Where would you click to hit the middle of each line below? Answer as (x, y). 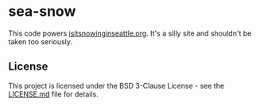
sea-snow (42, 11)
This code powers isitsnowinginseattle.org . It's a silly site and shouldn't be (130, 33)
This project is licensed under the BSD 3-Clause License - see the (116, 85)
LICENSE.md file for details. (53, 94)
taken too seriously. (41, 41)
